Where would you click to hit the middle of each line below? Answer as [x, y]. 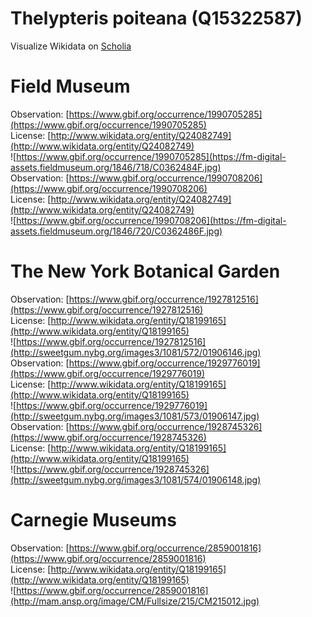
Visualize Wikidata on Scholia [71, 46]
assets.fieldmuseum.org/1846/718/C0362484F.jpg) [116, 167]
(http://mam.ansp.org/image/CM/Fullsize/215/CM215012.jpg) [135, 601]
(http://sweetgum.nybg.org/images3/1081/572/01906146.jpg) [136, 352]
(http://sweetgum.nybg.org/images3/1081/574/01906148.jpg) [136, 479]
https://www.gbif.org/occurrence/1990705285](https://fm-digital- [151, 156]
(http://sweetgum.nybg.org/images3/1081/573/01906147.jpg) [135, 416]
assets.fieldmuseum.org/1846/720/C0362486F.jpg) [116, 231]
